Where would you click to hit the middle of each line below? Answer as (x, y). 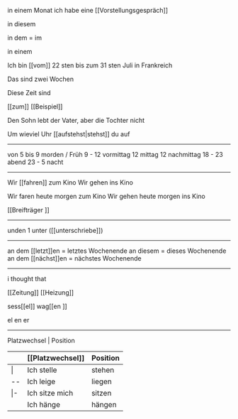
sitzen (101, 393)
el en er (18, 320)
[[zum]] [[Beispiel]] (35, 107)
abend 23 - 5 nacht (35, 162)
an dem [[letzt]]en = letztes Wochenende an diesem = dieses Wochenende (117, 251)
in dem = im (25, 38)
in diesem (22, 24)
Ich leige (41, 381)
